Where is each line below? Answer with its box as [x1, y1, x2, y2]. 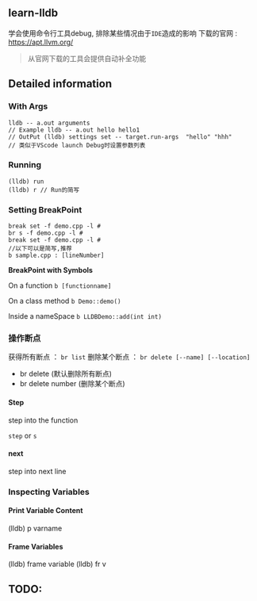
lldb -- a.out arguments [8, 119, 90, 127]
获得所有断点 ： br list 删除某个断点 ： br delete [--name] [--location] [8, 352, 251, 362]
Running [8, 159, 42, 170]
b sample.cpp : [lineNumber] [8, 251, 105, 260]
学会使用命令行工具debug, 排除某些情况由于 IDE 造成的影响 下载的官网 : [8, 28, 238, 38]
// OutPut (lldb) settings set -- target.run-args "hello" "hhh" [8, 132, 232, 141]
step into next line [8, 466, 67, 476]
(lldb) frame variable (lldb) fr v [8, 559, 107, 569]
